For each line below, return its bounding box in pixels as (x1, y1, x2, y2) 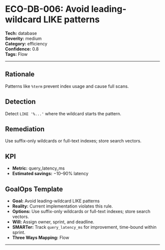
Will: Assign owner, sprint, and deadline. (12, 219, 95, 225)
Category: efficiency (5, 40, 48, 46)
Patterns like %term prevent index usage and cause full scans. (5, 83, 129, 89)
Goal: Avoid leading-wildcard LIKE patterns (12, 198, 100, 204)
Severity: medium (5, 36, 42, 41)
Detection (5, 98, 36, 106)
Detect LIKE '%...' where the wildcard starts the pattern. (5, 110, 122, 116)
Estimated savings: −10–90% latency (12, 171, 89, 177)
